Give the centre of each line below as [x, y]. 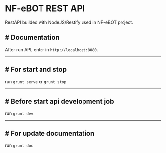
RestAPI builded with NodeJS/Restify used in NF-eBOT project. [69, 22]
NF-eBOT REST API [45, 9]
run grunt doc [19, 145]
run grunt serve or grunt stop [36, 81]
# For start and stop [36, 70]
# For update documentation [50, 133]
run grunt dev [19, 113]
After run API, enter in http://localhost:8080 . [52, 49]
